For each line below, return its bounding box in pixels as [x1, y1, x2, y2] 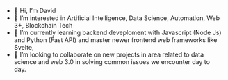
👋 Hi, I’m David [13, 7, 56, 14]
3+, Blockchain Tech [13, 21, 73, 29]
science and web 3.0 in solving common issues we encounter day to [13, 58, 211, 66]
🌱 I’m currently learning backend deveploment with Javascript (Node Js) [13, 28, 222, 37]
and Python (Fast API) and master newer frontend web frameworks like [13, 36, 218, 44]
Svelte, [13, 43, 34, 51]
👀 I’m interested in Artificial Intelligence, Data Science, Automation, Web [13, 14, 220, 22]
